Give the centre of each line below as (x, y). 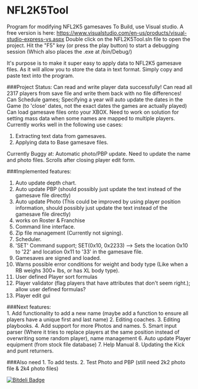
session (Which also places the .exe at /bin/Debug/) (70, 51)
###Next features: (29, 306)
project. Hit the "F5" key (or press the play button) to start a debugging (93, 45)
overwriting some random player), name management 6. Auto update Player (99, 338)
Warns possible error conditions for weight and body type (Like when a (101, 264)
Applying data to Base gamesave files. (62, 142)
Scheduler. (28, 239)
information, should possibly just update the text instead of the (91, 207)
